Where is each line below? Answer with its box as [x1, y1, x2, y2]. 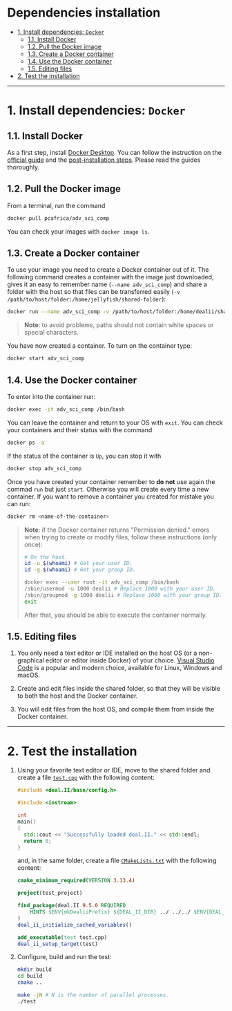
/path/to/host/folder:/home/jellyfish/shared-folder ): [7, 295, 166, 304]
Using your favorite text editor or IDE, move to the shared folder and [17, 766, 211, 775]
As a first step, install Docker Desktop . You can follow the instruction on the [7, 148, 222, 156]
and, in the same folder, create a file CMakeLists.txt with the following [17, 856, 217, 865]
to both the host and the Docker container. [17, 692, 138, 700]
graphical [17, 656, 45, 665]
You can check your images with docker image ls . [7, 227, 150, 236]
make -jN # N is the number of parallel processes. [17, 992, 169, 999]
